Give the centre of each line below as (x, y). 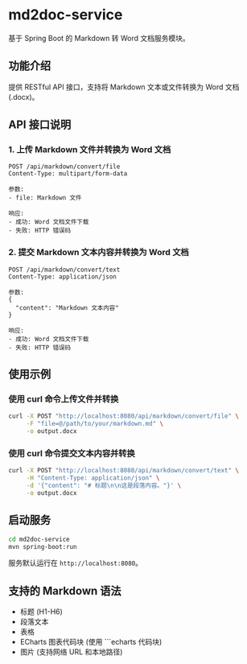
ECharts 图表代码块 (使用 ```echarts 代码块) (91, 642)
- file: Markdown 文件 (45, 198)
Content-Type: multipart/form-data (68, 174)
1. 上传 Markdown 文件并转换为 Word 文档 (90, 150)
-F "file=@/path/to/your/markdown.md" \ (95, 424)
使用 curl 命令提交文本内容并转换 (72, 453)
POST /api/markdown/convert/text (64, 270)
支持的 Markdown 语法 (65, 590)
